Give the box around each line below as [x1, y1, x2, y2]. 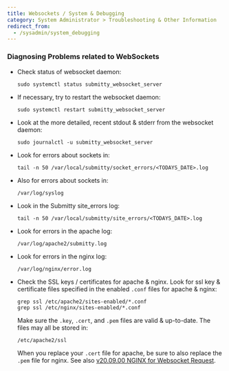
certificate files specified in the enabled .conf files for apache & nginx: [17, 284, 217, 293]
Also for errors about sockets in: [17, 176, 109, 184]
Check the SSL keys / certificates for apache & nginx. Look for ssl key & [17, 278, 221, 286]
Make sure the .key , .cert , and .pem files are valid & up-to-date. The [17, 316, 211, 324]
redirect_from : [7, 23, 51, 30]
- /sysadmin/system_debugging [13, 29, 100, 36]
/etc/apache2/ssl [17, 337, 67, 344]
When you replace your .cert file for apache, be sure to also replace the [17, 348, 222, 357]
